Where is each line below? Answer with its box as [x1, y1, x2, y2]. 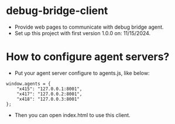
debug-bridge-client [6, 4, 108, 18]
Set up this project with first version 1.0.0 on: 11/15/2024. [14, 29, 151, 36]
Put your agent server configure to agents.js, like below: [14, 69, 150, 77]
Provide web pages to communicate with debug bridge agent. [14, 23, 164, 30]
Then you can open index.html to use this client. [14, 111, 131, 118]
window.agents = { [6, 81, 51, 87]
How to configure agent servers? [6, 50, 170, 64]
